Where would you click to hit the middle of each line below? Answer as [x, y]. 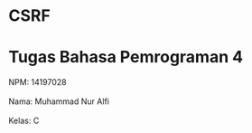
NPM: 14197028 [37, 82]
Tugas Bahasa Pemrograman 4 [126, 57]
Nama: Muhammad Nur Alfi [59, 101]
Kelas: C [24, 121]
